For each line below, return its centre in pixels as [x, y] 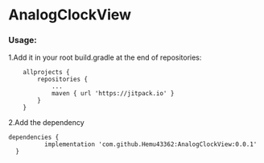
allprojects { [46, 73]
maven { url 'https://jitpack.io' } [113, 94]
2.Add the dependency [46, 123]
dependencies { [34, 138]
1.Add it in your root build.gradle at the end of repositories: [105, 57]
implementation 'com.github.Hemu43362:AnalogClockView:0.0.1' [151, 144]
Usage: [23, 40]
